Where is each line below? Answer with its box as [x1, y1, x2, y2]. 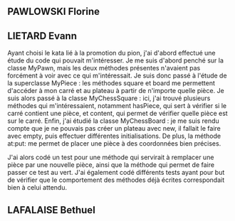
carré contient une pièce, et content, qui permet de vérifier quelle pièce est [7, 109, 228, 118]
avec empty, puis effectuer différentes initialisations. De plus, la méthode [7, 131, 221, 141]
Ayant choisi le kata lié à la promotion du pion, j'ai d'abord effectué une [7, 49, 216, 58]
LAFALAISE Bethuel [7, 204, 96, 216]
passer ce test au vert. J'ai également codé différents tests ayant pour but [7, 168, 225, 177]
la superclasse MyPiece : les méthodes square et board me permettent [7, 79, 216, 87]
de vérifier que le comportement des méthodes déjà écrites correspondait [7, 176, 225, 184]
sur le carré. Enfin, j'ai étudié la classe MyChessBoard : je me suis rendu [7, 117, 219, 125]
